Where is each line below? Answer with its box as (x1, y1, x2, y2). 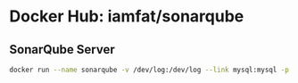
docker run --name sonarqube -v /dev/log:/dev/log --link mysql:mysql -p (9, 65, 290, 74)
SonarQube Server (9, 42, 115, 57)
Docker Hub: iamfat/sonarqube (9, 6, 244, 27)
